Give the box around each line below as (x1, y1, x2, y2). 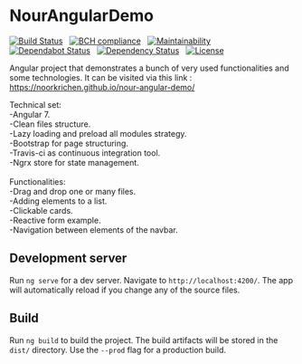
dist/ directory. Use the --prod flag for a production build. (9, 344, 226, 355)
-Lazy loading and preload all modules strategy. (9, 128, 187, 139)
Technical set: (9, 99, 61, 110)
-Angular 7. (9, 109, 51, 120)
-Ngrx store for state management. (9, 157, 140, 168)
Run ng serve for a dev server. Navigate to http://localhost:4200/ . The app (9, 274, 294, 285)
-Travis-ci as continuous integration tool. (9, 147, 161, 158)
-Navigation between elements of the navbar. (9, 224, 178, 235)
